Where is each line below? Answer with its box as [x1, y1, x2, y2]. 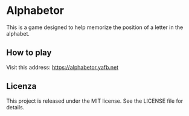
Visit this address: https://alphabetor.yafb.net [6, 63, 119, 71]
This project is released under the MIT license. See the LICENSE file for [6, 97, 184, 105]
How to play [6, 48, 52, 58]
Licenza [6, 81, 37, 91]
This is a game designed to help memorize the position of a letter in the [6, 24, 184, 31]
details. [6, 103, 25, 111]
